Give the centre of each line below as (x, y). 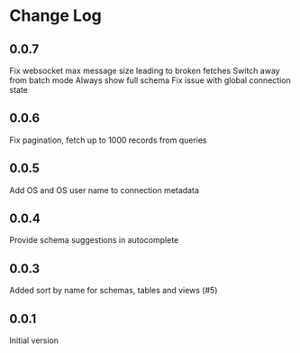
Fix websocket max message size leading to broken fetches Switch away (145, 70)
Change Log (55, 16)
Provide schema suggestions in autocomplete (94, 240)
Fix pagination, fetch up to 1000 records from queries (108, 140)
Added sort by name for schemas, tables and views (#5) (114, 291)
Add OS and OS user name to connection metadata (105, 190)
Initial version (34, 340)
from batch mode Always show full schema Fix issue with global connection (150, 80)
